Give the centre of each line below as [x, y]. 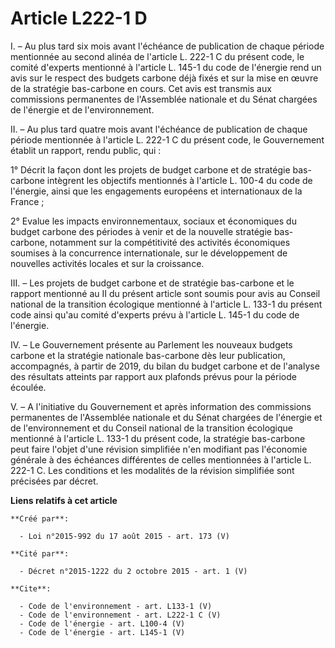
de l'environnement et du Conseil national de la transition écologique [152, 428]
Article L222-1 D [79, 18]
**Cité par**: [40, 553]
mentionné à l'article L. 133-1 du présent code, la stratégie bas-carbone [158, 438]
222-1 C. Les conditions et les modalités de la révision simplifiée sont [152, 470]
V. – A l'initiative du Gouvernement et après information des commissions [161, 406]
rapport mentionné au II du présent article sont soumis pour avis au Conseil [165, 293]
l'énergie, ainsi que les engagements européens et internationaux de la [156, 191]
